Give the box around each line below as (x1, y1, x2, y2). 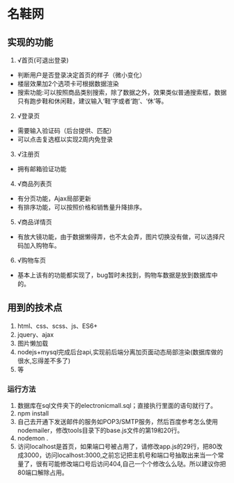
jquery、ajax (17, 330, 54, 338)
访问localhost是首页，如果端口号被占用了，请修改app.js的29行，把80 (17, 443, 217, 451)
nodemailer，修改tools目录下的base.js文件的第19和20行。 (17, 426, 184, 435)
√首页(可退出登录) (17, 56, 69, 64)
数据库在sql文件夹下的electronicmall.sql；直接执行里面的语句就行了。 (17, 402, 217, 410)
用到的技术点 (7, 302, 63, 314)
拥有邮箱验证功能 (17, 165, 67, 173)
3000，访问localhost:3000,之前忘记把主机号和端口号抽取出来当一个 (23, 451, 218, 459)
